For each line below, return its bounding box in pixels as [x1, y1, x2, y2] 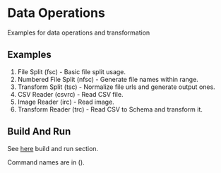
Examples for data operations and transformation [7, 28, 150, 37]
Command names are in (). [7, 157, 85, 167]
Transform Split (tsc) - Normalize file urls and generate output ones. [17, 83, 215, 91]
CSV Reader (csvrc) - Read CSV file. [17, 90, 124, 98]
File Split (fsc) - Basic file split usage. [17, 67, 126, 76]
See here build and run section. [7, 144, 99, 153]
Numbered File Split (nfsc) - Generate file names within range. [17, 75, 199, 83]
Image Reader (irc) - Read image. [17, 97, 114, 106]
